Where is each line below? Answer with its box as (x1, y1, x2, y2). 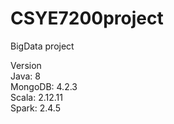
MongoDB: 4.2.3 (10, 80, 78, 92)
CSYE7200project (10, 7, 164, 30)
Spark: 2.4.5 (10, 102, 61, 114)
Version (10, 59, 42, 71)
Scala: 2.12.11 (10, 91, 64, 103)
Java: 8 (10, 70, 41, 82)
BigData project (10, 40, 75, 52)
